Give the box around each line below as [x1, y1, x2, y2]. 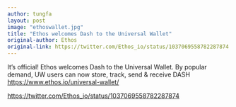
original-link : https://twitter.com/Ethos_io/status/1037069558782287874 [7, 43, 230, 50]
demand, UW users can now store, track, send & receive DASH [7, 70, 191, 79]
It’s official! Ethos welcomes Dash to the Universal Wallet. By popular [7, 63, 207, 71]
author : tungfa [7, 10, 52, 18]
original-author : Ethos [7, 37, 78, 44]
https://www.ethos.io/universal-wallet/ [7, 78, 119, 86]
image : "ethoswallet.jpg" [7, 23, 83, 30]
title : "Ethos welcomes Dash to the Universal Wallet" [7, 30, 172, 38]
